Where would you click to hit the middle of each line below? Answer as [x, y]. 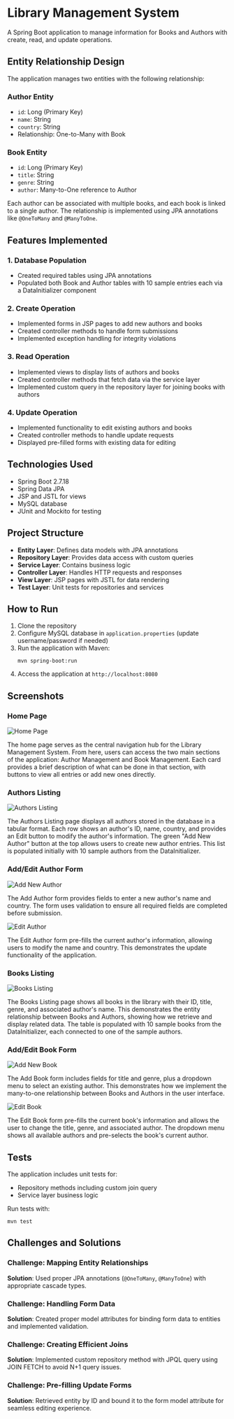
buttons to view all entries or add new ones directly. [81, 775]
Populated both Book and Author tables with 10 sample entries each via [120, 283]
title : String [36, 175]
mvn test [20, 1222]
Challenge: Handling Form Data [61, 1304]
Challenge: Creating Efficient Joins [68, 1344]
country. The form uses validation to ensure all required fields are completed [117, 905]
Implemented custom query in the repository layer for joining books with [121, 387]
